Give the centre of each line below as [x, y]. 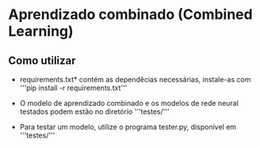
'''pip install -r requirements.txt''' [73, 88]
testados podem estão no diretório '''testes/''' [94, 111]
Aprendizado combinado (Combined [130, 15]
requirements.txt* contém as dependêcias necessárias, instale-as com [135, 79]
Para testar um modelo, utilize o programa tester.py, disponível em [128, 127]
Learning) [41, 31]
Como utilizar [42, 60]
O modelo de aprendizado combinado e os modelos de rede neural [129, 103]
